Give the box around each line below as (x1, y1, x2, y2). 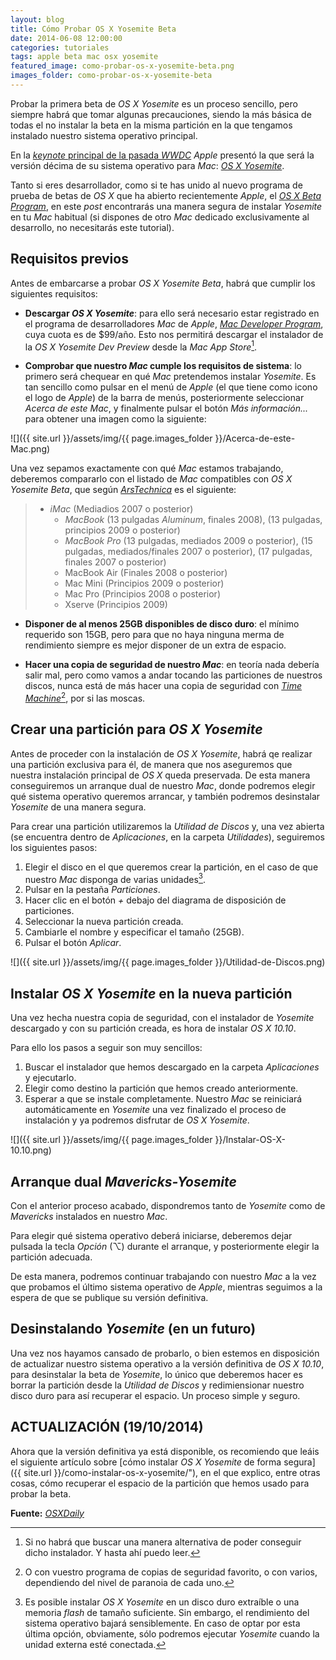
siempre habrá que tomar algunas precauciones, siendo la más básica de (10, 108, 312, 120)
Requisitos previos (10, 251, 129, 268)
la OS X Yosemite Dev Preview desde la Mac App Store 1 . (24, 339, 258, 353)
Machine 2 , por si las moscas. (24, 691, 146, 704)
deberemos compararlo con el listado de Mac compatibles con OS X (10, 473, 293, 485)
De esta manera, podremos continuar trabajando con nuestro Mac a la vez (10, 1271, 317, 1283)
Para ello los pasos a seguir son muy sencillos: (10, 1042, 203, 1054)
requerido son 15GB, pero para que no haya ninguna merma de (24, 629, 285, 641)
